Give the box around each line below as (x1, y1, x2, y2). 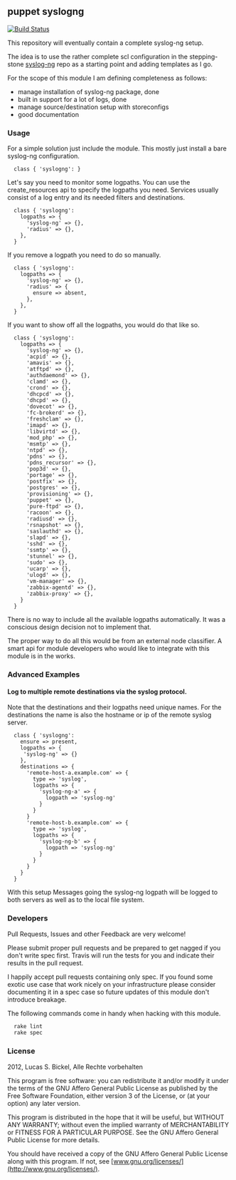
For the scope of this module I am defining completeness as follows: (7, 73, 208, 82)
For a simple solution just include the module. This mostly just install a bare (7, 144, 227, 153)
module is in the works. (7, 652, 76, 660)
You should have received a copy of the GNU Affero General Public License (7, 1149, 228, 1158)
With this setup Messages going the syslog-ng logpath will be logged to (7, 888, 218, 897)
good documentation (17, 110, 80, 118)
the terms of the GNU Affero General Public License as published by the (7, 1084, 218, 1092)
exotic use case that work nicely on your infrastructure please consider (7, 980, 216, 988)
